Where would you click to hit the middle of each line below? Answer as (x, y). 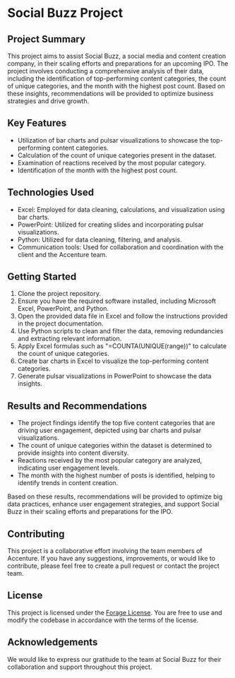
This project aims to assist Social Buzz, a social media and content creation (117, 56)
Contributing (36, 534)
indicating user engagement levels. (68, 468)
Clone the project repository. (59, 294)
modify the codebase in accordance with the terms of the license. (103, 620)
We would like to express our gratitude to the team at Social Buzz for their (114, 659)
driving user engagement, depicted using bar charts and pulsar (109, 430)
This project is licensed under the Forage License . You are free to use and (115, 612)
